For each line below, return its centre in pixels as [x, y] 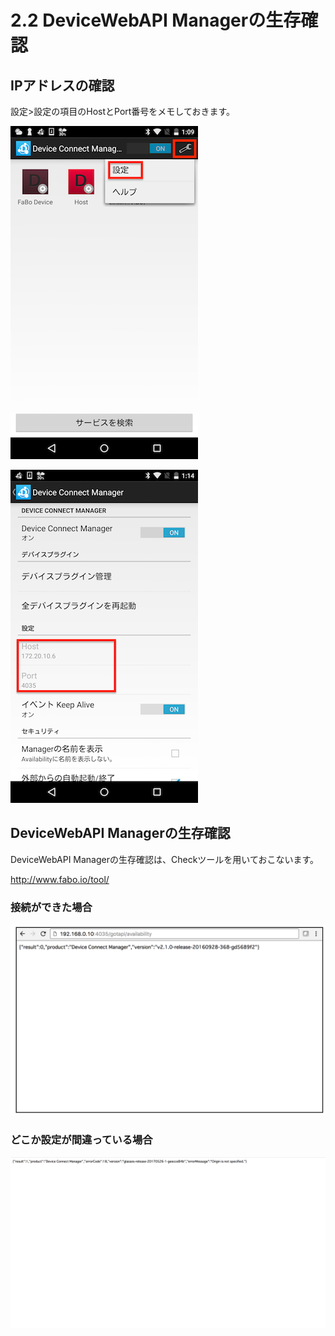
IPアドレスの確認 [62, 85]
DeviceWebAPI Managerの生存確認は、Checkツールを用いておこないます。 [165, 859]
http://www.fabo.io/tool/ [60, 879]
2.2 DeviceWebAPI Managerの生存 [156, 20]
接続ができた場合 [51, 907]
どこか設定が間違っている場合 [81, 1140]
